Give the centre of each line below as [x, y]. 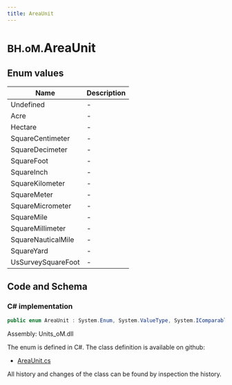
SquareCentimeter [40, 138]
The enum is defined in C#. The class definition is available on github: [106, 348]
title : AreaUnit [30, 14]
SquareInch [29, 172]
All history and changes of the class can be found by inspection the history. [115, 374]
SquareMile [29, 217]
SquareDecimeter [39, 150]
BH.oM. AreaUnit [52, 47]
